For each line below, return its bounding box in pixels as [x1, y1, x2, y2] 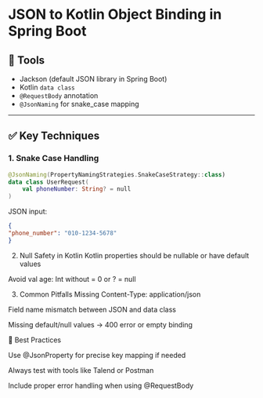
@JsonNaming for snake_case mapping [19, 100, 139, 108]
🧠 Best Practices [8, 335, 61, 345]
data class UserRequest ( [8, 178, 89, 186]
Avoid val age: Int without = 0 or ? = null [8, 274, 136, 283]
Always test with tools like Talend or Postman [8, 365, 154, 374]
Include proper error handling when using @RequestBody [8, 381, 194, 390]
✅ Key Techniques [8, 130, 100, 143]
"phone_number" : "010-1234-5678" [8, 229, 117, 237]
